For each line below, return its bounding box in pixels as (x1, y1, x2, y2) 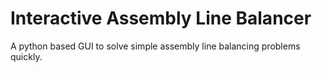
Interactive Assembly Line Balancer (10, 7, 312, 30)
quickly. (10, 50, 43, 62)
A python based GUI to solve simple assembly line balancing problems (10, 40, 301, 52)
